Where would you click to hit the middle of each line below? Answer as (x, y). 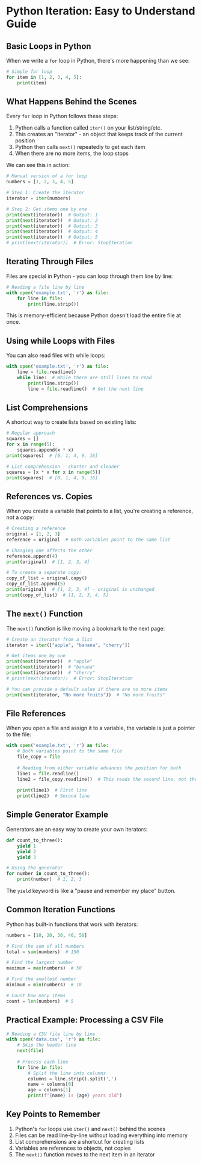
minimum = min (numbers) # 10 (44, 985)
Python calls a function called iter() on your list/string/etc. (88, 128)
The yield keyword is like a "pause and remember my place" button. (91, 891)
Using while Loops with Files (61, 341)
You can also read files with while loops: (56, 355)
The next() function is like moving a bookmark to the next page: (86, 628)
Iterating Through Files (50, 261)
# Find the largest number (40, 963)
